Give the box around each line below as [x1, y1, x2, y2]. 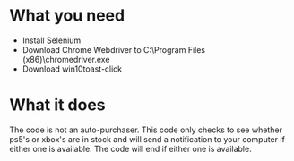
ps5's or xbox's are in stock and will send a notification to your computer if [9, 133, 285, 144]
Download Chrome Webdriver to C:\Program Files [22, 44, 206, 55]
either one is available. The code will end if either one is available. [9, 143, 253, 154]
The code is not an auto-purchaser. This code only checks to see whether [9, 124, 282, 135]
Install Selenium [22, 35, 82, 46]
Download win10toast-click [22, 64, 123, 74]
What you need [9, 5, 125, 26]
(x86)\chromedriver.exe [22, 54, 110, 64]
